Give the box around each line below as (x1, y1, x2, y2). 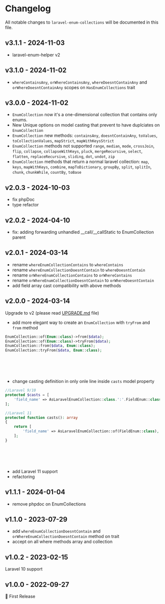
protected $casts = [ (5, 392, 50, 397)
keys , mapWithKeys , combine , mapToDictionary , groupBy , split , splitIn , (12, 164, 152, 170)
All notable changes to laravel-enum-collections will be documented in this (5, 19, 159, 25)
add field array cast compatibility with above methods (12, 283, 121, 288)
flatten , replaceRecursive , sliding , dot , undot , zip (12, 154, 115, 159)
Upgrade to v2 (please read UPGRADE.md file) (5, 310, 99, 316)
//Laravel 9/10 (5, 388, 36, 393)
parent (12, 234, 26, 240)
